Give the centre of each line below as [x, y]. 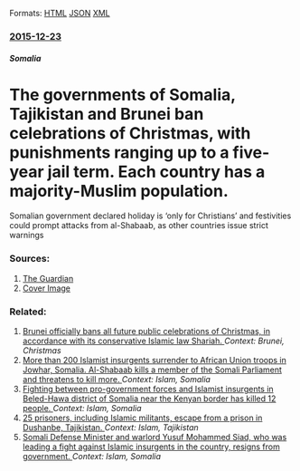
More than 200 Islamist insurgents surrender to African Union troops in [155, 360]
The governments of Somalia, [122, 95]
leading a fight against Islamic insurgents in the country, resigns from [151, 447]
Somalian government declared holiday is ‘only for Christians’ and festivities [150, 216]
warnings [27, 235]
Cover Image [46, 288]
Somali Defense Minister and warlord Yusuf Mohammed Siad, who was [155, 437]
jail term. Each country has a [156, 172]
